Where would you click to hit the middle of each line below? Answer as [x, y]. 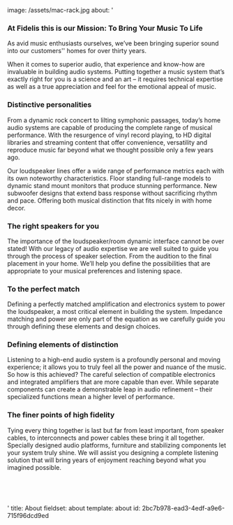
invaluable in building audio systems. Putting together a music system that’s [116, 72]
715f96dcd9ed [28, 515]
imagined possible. [34, 467]
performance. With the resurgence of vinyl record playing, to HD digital [109, 135]
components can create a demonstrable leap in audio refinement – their [110, 389]
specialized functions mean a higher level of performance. [91, 397]
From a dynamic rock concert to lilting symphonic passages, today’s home [114, 120]
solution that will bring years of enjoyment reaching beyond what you [107, 460]
